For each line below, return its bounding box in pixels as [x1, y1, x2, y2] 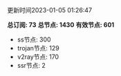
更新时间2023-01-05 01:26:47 [7, 6, 92, 14]
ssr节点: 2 [17, 61, 46, 69]
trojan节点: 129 [17, 44, 60, 52]
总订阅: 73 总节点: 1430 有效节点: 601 [7, 21, 115, 29]
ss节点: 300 [17, 35, 51, 44]
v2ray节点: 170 [17, 53, 59, 61]
